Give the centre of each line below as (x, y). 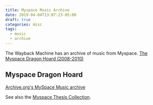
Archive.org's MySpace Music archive (45, 87)
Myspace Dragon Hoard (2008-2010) (45, 58)
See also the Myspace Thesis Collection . (48, 97)
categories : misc (24, 24)
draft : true (18, 19)
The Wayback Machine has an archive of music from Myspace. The (76, 53)
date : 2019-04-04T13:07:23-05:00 (41, 15)
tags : (11, 29)
